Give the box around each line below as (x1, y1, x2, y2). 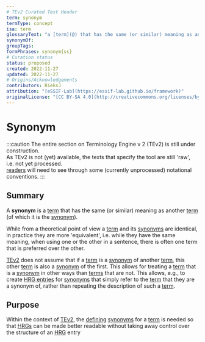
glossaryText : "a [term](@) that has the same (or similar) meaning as (6, 32, 192, 38)
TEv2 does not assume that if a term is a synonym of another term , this (6, 256, 185, 263)
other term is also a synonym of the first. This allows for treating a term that (6, 263, 196, 270)
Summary (6, 190, 45, 201)
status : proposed (6, 60, 51, 66)
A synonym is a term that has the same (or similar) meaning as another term (6, 207, 198, 214)
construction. (6, 147, 40, 154)
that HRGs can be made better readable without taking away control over (6, 322, 190, 330)
